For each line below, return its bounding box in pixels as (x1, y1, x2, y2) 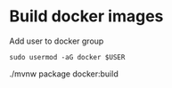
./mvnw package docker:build (9, 68, 119, 79)
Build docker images (9, 6, 164, 27)
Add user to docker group (9, 36, 104, 46)
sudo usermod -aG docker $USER (9, 52, 126, 61)
